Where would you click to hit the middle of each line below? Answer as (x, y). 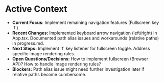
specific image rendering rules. (44, 53)
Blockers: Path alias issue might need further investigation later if (78, 69)
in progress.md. (28, 43)
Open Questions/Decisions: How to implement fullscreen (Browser (80, 59)
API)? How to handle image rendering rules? (57, 64)
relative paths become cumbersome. (49, 74)
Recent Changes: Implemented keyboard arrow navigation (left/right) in (85, 33)
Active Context (36, 9)
